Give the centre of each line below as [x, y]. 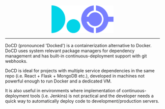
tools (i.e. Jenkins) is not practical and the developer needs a [92, 96]
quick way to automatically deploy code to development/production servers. [82, 101]
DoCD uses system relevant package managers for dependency [70, 51]
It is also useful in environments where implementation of [63, 90]
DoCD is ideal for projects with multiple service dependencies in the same [80, 70]
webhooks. [16, 61]
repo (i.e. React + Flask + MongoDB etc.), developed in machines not [75, 76]
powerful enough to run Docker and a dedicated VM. [58, 81]
